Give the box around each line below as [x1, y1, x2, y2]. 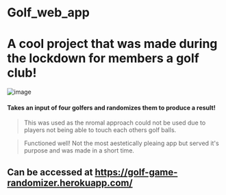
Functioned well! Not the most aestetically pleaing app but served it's [23, 139, 219, 148]
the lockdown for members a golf [7, 51, 200, 66]
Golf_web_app [7, 5, 90, 21]
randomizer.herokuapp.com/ [7, 177, 133, 189]
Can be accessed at [7, 166, 94, 178]
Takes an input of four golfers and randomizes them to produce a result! [7, 103, 216, 112]
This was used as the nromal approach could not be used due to [23, 118, 206, 127]
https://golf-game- [95, 166, 178, 178]
